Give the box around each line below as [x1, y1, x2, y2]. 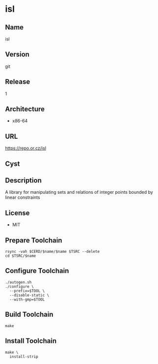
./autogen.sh [5, 279, 32, 285]
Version [5, 50, 29, 59]
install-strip [9, 354, 38, 359]
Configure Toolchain [5, 267, 69, 275]
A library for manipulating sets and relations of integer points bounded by [5, 189, 153, 195]
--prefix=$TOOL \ [9, 288, 45, 293]
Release [5, 78, 30, 86]
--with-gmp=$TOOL [9, 297, 45, 302]
